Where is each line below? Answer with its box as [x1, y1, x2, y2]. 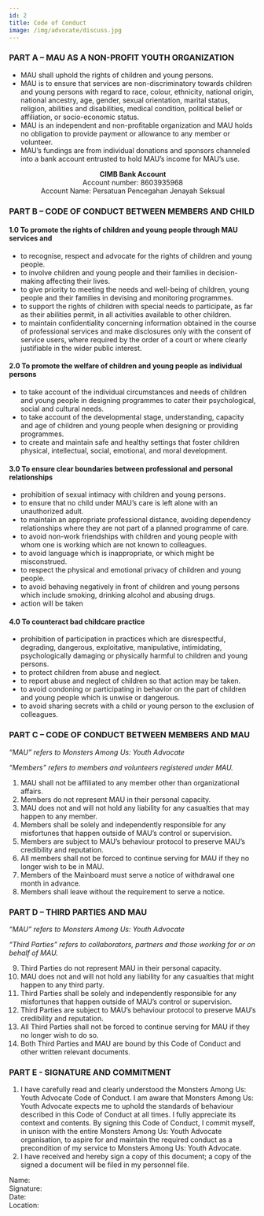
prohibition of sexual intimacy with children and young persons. [20, 490, 226, 499]
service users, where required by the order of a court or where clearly [20, 334, 247, 344]
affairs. [20, 786, 44, 796]
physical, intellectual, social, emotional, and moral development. [20, 446, 228, 455]
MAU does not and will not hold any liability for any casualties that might [20, 972, 255, 981]
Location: [9, 1200, 39, 1210]
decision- [207, 267, 238, 277]
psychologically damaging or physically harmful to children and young [20, 651, 248, 661]
